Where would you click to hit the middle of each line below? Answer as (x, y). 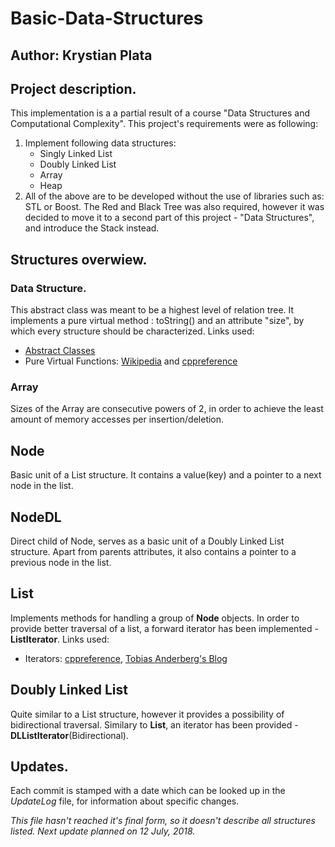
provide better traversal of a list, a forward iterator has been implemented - (164, 628)
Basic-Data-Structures (107, 18)
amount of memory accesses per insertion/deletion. (117, 419)
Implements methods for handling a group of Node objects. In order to (155, 618)
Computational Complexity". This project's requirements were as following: (164, 124)
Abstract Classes (60, 351)
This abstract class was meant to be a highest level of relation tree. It (152, 310)
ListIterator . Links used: (60, 639)
